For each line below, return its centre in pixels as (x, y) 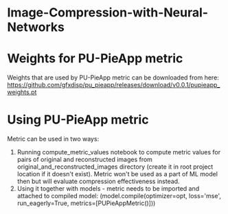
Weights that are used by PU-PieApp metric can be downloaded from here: (113, 78)
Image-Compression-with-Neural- (107, 13)
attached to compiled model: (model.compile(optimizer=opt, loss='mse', (119, 196)
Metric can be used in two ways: (53, 139)
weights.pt (22, 92)
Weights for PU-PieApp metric (95, 59)
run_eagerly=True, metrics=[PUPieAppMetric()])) (86, 203)
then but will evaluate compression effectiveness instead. (98, 181)
